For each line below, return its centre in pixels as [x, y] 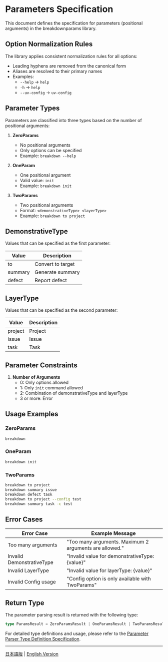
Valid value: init [37, 180]
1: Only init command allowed [51, 388]
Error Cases [24, 519]
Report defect [51, 280]
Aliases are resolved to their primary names [57, 71]
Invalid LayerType [28, 570]
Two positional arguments [46, 205]
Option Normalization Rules [49, 44]
